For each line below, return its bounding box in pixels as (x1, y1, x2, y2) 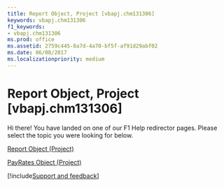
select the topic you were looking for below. (7, 130, 134, 140)
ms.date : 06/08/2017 (7, 50, 68, 57)
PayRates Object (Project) (7, 158, 82, 166)
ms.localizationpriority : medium (7, 56, 105, 63)
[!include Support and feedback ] (7, 172, 99, 180)
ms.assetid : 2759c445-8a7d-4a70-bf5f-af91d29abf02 (7, 43, 158, 50)
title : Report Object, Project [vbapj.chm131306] (7, 10, 155, 17)
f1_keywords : (7, 23, 45, 30)
